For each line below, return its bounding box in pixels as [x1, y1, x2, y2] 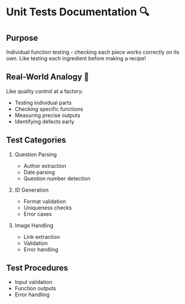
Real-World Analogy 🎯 [6, 72, 90, 82]
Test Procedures [6, 263, 69, 273]
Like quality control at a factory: [6, 88, 84, 95]
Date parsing [23, 169, 55, 176]
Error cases [23, 210, 52, 217]
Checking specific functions [14, 105, 84, 112]
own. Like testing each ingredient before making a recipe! [6, 55, 147, 62]
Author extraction [23, 162, 67, 169]
